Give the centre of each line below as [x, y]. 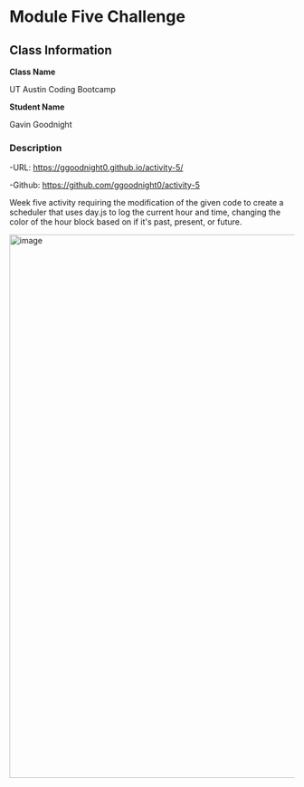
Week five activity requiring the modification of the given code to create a [147, 203]
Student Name [37, 107]
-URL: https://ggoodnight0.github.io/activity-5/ [96, 168]
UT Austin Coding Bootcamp [62, 89]
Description [36, 148]
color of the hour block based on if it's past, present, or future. [126, 222]
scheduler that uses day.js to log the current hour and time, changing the [145, 212]
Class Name [33, 72]
